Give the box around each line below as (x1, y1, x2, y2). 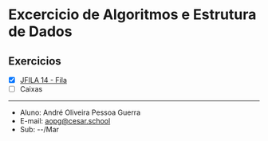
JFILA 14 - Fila (19, 76, 68, 84)
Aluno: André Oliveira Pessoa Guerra (19, 108, 141, 117)
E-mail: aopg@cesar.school (19, 116, 111, 126)
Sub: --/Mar (19, 125, 60, 135)
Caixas (19, 84, 43, 94)
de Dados (8, 22, 73, 41)
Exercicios (8, 54, 61, 68)
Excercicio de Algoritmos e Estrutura (8, 6, 257, 24)
